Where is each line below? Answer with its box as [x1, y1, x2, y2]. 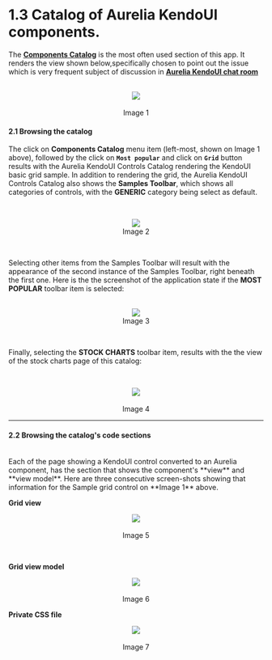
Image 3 [122, 316, 150, 326]
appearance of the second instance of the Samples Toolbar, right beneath [8, 267, 255, 277]
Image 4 [122, 404, 150, 414]
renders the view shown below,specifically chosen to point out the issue [8, 58, 249, 68]
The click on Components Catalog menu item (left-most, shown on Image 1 [8, 144, 261, 154]
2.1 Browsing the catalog [8, 126, 93, 136]
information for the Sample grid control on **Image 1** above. [8, 483, 219, 493]
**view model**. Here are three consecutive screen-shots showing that [8, 474, 246, 484]
